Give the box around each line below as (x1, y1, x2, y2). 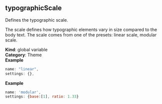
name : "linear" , (5, 67, 39, 71)
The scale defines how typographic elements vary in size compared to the (5, 27, 158, 33)
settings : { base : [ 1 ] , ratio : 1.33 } (5, 94, 79, 99)
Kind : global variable (5, 46, 48, 52)
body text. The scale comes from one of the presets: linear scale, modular (5, 32, 157, 37)
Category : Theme (5, 52, 42, 58)
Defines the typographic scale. (5, 17, 69, 23)
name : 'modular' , (5, 90, 41, 95)
